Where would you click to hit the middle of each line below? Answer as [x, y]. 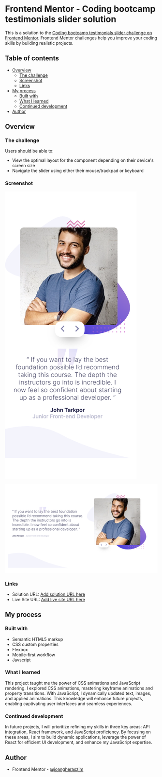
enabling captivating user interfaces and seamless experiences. [69, 704]
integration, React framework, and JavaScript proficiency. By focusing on [78, 732]
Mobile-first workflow [34, 655]
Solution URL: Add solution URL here [49, 594]
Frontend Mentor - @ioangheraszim [48, 769]
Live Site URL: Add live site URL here [49, 599]
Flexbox [20, 649]
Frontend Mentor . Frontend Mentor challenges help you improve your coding [81, 38]
